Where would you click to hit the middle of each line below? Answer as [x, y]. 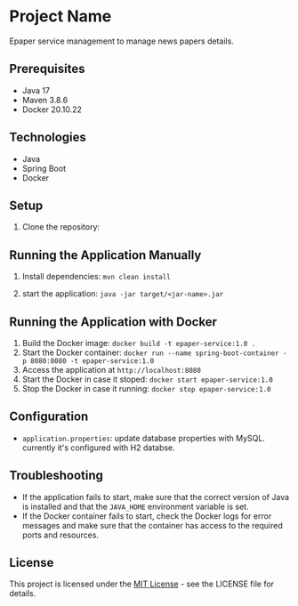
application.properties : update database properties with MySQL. [143, 438]
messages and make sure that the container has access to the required [152, 525]
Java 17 [36, 90]
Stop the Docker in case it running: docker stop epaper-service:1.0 [146, 388]
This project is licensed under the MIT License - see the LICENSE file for [141, 584]
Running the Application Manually [105, 255]
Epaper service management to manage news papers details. [121, 41]
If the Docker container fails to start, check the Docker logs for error [147, 516]
